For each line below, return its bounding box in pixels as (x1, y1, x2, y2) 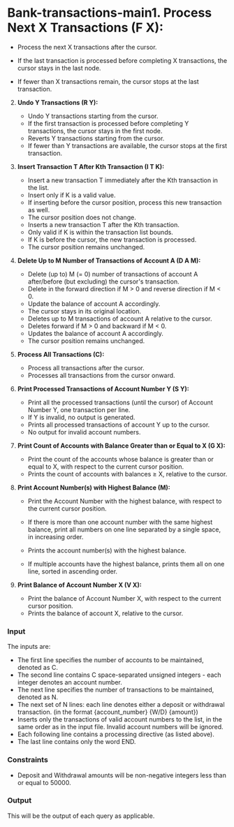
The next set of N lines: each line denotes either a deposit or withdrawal (17, 701, 225, 709)
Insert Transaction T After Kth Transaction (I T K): (17, 162, 165, 170)
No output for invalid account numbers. (27, 427, 141, 436)
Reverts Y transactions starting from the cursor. (27, 134, 165, 142)
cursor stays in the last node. (17, 64, 101, 72)
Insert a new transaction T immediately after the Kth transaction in (27, 176, 219, 184)
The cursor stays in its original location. (27, 307, 142, 315)
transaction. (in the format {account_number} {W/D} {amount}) (17, 708, 199, 717)
